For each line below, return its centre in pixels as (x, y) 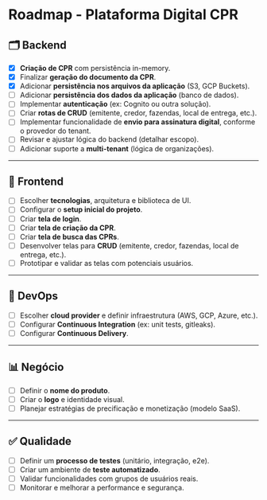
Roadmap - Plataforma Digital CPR (123, 15)
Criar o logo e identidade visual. (72, 399)
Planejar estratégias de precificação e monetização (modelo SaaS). (130, 408)
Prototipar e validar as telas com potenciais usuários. (106, 263)
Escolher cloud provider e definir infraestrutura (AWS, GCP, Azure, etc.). (139, 315)
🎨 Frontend (36, 181)
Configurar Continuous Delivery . (74, 333)
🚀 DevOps (33, 296)
